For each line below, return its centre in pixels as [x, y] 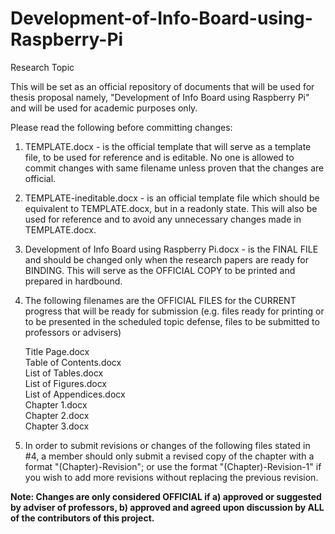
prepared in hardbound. [73, 281]
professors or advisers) [73, 332]
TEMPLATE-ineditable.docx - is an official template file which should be [172, 198]
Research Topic [42, 67]
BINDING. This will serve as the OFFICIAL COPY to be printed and [160, 270]
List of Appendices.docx [75, 394]
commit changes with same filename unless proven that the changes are [174, 168]
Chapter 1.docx [56, 404]
